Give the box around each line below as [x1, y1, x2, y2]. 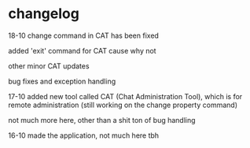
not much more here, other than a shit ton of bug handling [8, 115, 196, 124]
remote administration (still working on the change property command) [8, 100, 238, 109]
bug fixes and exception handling [8, 76, 116, 86]
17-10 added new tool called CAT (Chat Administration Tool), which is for [8, 91, 243, 101]
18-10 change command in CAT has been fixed [8, 31, 160, 40]
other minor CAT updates [8, 61, 90, 71]
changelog [8, 5, 80, 23]
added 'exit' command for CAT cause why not [8, 46, 156, 55]
